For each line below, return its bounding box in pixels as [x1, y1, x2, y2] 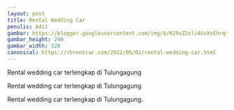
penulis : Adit [7, 23, 49, 30]
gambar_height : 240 [7, 36, 64, 43]
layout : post [7, 10, 45, 17]
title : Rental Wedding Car [7, 17, 86, 24]
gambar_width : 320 [7, 42, 61, 49]
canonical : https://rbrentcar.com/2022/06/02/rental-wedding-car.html [7, 49, 217, 56]
